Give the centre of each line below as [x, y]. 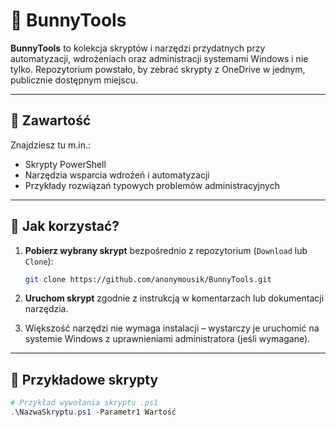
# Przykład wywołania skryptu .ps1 [84, 403]
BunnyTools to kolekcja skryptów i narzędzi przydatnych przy [138, 48]
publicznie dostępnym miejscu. [74, 80]
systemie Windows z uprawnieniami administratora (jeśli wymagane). [167, 339]
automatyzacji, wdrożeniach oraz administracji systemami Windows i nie [159, 58]
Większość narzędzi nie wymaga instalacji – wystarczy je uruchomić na [172, 328]
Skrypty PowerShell [65, 164]
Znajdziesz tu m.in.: [51, 145]
